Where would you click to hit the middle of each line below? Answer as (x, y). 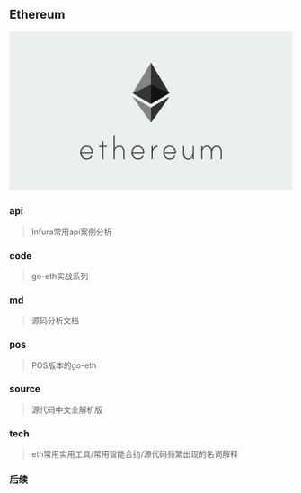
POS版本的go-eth (64, 365)
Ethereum (37, 15)
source (25, 389)
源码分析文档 (55, 321)
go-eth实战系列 (60, 276)
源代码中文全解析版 (67, 409)
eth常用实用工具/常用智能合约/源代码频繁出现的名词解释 (134, 454)
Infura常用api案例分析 (71, 232)
